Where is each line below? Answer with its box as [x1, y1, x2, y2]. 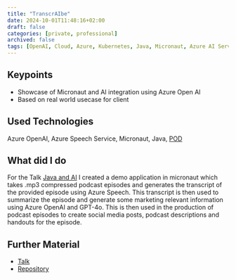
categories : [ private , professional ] [7, 30, 118, 37]
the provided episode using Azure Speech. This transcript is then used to [7, 188, 219, 197]
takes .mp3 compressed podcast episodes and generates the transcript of [7, 181, 223, 189]
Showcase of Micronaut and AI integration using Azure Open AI [17, 87, 202, 96]
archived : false [7, 37, 55, 44]
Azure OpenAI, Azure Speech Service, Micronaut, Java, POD [7, 134, 183, 143]
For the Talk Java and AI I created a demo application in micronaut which [7, 173, 218, 182]
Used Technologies [7, 115, 93, 127]
